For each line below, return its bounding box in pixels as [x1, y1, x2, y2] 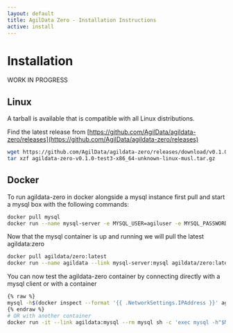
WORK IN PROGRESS [7, 76, 68, 84]
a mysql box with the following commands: [7, 200, 130, 208]
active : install [7, 23, 54, 30]
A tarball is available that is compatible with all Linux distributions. [7, 114, 196, 123]
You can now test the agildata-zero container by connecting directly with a [7, 272, 221, 281]
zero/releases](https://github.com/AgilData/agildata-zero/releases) [7, 135, 199, 144]
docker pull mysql [7, 213, 60, 221]
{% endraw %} [7, 306, 45, 313]
